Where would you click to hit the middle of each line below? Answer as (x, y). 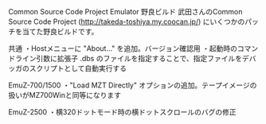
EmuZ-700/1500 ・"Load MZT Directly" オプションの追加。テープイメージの (133, 85)
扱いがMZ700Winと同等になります (65, 95)
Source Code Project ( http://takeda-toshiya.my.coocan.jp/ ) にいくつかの (127, 21)
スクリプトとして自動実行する (78, 68)
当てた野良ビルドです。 (60, 31)
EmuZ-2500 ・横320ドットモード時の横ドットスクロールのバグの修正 (122, 112)
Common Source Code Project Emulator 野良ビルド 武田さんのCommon (125, 12)
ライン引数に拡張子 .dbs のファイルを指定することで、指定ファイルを (129, 58)
